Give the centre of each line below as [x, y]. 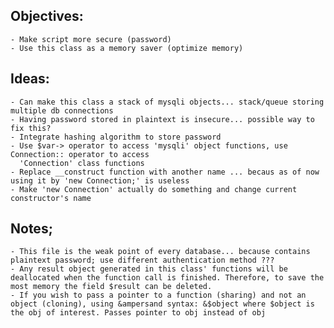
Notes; [31, 229]
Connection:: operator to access [80, 154]
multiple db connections [62, 110]
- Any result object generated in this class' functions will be [149, 269]
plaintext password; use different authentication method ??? [142, 260]
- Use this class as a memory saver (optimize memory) [127, 48]
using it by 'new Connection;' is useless [100, 180]
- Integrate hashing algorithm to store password [116, 137]
